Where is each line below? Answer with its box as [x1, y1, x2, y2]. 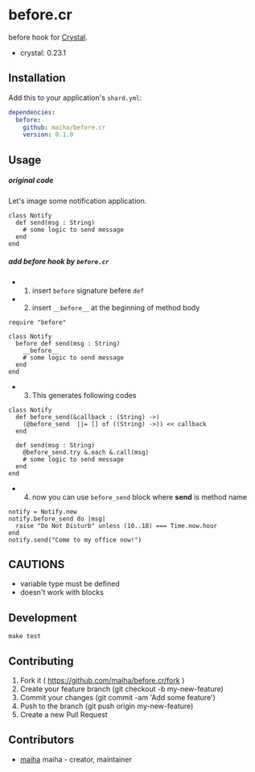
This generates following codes [31, 390, 137, 400]
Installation [8, 71, 66, 85]
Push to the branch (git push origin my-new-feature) [19, 701, 194, 711]
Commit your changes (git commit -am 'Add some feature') [19, 693, 216, 703]
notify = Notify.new [8, 508, 78, 516]
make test [8, 633, 42, 641]
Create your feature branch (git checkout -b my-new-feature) [19, 684, 224, 694]
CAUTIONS [8, 558, 65, 571]
